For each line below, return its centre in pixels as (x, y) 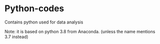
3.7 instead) (17, 37)
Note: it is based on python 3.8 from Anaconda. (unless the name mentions (80, 31)
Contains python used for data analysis (44, 22)
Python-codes (34, 9)
